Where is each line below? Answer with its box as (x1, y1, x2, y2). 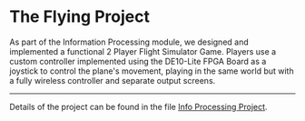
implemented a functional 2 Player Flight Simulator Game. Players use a (9, 45, 277, 56)
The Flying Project (9, 6, 150, 27)
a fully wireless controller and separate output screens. (9, 75, 216, 86)
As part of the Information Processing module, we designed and (9, 36, 250, 47)
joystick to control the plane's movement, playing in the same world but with (9, 66, 294, 76)
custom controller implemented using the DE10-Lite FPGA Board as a (9, 55, 267, 66)
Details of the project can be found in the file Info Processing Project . (9, 101, 268, 112)
